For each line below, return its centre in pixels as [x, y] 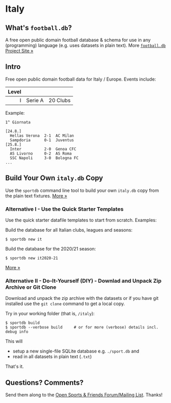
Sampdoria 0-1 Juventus [42, 140]
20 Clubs [59, 100]
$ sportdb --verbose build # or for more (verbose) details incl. [82, 328]
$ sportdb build [22, 323]
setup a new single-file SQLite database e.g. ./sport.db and [76, 351]
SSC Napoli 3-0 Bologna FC [44, 158]
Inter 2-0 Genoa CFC [43, 149]
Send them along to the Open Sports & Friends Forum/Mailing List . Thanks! [84, 395]
